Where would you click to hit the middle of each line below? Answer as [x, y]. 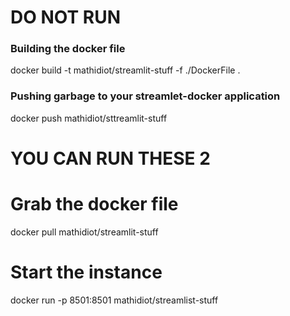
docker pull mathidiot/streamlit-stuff [84, 232]
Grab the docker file [94, 204]
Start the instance [86, 272]
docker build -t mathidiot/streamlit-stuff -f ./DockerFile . [125, 70]
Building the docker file [68, 49]
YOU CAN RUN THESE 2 [110, 158]
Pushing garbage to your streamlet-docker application [145, 96]
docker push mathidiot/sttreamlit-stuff [89, 118]
